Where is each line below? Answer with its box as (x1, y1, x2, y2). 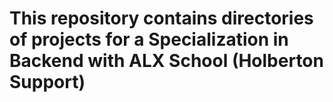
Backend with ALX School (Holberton (9, 50, 324, 72)
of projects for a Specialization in (9, 28, 289, 51)
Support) (9, 71, 86, 94)
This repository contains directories (9, 7, 314, 30)
